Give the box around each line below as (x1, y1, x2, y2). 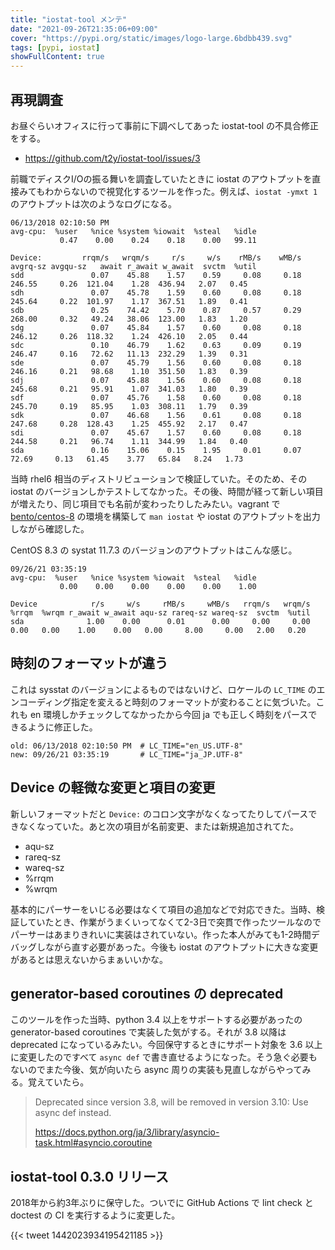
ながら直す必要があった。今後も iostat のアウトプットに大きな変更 (44, 941, 319, 953)
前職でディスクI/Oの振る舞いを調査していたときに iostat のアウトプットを (10, 172, 313, 185)
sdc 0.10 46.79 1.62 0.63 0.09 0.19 (10, 340, 302, 350)
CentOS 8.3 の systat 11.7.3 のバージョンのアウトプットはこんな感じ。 (10, 544, 298, 556)
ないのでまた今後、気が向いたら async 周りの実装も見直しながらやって (10, 1064, 303, 1076)
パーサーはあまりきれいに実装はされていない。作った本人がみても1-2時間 (10, 928, 312, 940)
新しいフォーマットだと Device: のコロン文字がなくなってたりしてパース (10, 807, 309, 820)
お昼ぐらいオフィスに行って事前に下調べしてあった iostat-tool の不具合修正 (10, 119, 320, 131)
